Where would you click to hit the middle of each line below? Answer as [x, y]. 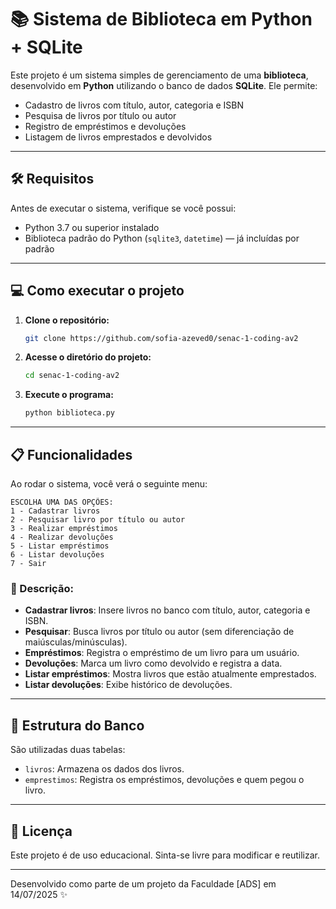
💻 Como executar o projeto [97, 291]
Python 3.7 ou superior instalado [92, 227]
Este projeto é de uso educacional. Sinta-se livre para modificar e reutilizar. [165, 855]
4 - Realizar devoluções [62, 537]
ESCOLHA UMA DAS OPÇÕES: [62, 502]
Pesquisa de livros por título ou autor [100, 115]
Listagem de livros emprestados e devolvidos [118, 137]
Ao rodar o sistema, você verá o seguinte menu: [109, 484]
